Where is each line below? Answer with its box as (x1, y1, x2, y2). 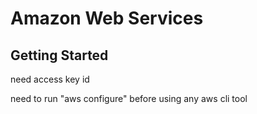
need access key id (10, 73, 90, 85)
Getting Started (10, 47, 109, 64)
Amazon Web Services (10, 7, 204, 30)
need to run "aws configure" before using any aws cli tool (10, 93, 248, 104)
